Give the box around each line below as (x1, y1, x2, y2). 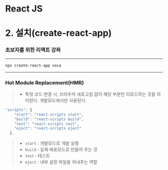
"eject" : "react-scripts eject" (14, 126, 81, 131)
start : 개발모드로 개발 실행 (24, 140, 79, 146)
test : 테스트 (24, 153, 50, 159)
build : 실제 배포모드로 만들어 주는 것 (24, 146, 97, 152)
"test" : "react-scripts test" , (14, 121, 79, 126)
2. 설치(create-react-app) (5, 27, 112, 39)
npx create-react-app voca (5, 63, 61, 68)
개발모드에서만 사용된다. (39, 97, 86, 103)
